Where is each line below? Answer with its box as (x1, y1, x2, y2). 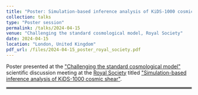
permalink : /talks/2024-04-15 (6, 25, 81, 31)
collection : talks (6, 14, 51, 20)
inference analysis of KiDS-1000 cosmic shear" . (6, 75, 122, 82)
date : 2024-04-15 (6, 36, 49, 42)
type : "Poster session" (6, 19, 65, 25)
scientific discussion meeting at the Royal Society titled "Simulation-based (6, 69, 187, 76)
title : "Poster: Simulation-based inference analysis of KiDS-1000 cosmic (6, 8, 194, 15)
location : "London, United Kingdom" (6, 42, 96, 48)
